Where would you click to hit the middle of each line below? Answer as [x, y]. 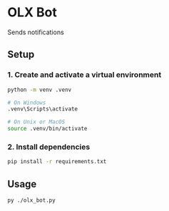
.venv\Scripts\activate [43, 109]
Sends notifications [36, 32]
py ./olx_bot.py [31, 200]
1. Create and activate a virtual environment [84, 75]
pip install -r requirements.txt [57, 162]
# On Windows [27, 103]
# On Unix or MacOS [36, 122]
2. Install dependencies [49, 147]
